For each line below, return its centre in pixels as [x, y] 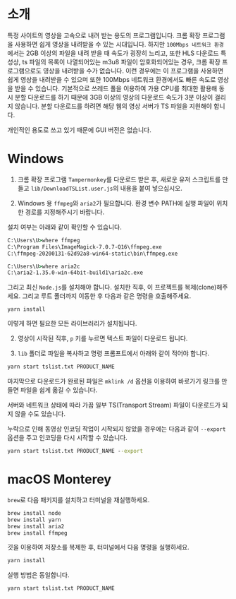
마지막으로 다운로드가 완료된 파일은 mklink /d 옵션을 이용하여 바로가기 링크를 [114, 381]
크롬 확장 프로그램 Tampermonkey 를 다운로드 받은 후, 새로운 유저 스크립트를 [119, 179]
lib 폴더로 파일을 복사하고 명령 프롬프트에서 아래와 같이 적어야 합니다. [113, 353]
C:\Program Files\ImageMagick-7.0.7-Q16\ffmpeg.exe [85, 247]
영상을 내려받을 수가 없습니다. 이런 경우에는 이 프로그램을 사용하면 [133, 71]
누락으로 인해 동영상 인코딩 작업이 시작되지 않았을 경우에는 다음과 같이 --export [117, 429]
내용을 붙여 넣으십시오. [151, 188]
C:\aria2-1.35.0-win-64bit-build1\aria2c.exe [75, 273]
